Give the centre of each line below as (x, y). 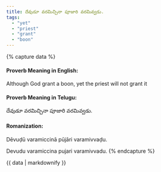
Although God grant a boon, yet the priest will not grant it (77, 84)
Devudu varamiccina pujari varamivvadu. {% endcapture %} (80, 151)
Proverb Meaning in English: (42, 70)
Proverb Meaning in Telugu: (41, 97)
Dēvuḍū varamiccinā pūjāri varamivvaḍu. (57, 139)
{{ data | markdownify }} (36, 162)
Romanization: (25, 126)
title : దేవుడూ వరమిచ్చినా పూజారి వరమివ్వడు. (55, 12)
